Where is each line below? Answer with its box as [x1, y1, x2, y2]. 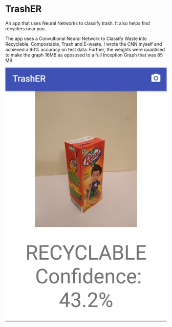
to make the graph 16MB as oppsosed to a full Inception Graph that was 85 [5, 52, 163, 58]
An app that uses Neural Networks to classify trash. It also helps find [5, 20, 150, 26]
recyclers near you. [5, 25, 46, 31]
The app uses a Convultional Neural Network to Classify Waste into [5, 35, 147, 42]
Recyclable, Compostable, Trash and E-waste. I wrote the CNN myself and [5, 41, 162, 47]
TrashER [5, 3, 42, 15]
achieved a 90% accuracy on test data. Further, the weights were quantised [5, 46, 165, 52]
